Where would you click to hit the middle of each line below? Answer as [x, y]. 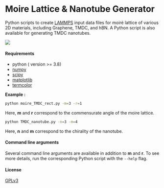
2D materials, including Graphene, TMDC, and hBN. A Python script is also [80, 27]
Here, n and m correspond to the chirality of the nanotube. [64, 131]
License [13, 169]
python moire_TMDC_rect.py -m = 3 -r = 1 [44, 104]
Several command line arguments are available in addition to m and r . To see [82, 153]
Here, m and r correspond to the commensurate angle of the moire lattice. [80, 113]
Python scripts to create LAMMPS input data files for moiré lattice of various [82, 23]
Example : [15, 94]
